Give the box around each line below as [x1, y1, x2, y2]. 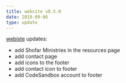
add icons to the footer [14, 59, 70, 66]
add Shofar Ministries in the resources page [14, 47, 121, 54]
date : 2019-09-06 [6, 14, 48, 20]
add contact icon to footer [14, 65, 78, 72]
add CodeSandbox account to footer [14, 71, 103, 79]
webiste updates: [6, 36, 48, 43]
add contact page [14, 53, 57, 60]
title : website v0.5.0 [6, 8, 61, 15]
